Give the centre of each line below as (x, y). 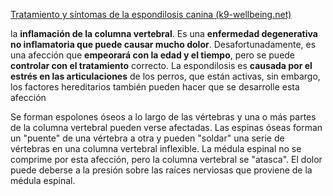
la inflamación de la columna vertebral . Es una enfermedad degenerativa (164, 33)
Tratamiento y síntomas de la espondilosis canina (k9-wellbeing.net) (151, 14)
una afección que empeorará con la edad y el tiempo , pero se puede (153, 55)
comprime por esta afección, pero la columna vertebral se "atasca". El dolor (166, 159)
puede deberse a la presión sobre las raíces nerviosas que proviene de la (161, 170)
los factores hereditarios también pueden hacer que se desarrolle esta (155, 87)
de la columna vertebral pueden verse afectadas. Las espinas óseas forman (166, 127)
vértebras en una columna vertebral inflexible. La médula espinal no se (156, 148)
